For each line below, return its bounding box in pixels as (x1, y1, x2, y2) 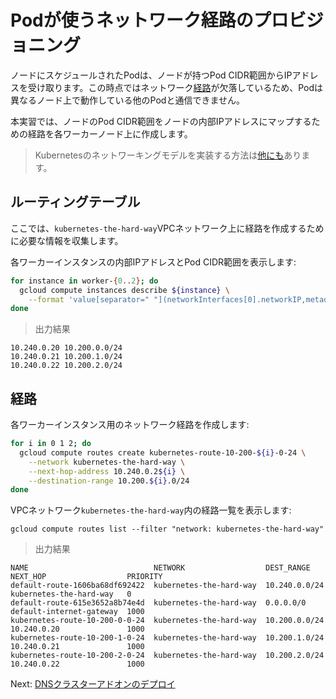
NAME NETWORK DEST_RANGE (10, 563, 311, 573)
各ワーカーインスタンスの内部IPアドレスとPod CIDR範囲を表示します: (10, 256, 297, 268)
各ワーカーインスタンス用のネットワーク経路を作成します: (10, 419, 250, 431)
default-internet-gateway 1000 (10, 607, 145, 617)
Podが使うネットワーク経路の (10, 9, 254, 32)
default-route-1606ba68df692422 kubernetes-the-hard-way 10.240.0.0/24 (10, 581, 325, 591)
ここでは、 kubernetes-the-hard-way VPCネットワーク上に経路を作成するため (10, 222, 325, 234)
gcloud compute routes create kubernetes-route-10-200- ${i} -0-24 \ (19, 447, 307, 458)
